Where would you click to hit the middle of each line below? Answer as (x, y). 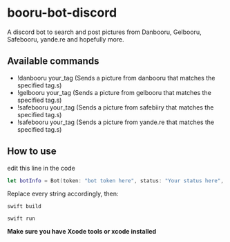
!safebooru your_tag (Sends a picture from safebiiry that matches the (115, 107)
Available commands (53, 61)
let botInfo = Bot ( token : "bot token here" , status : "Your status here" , (116, 181)
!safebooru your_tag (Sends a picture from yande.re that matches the (116, 122)
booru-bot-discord (62, 13)
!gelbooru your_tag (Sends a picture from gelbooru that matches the (114, 92)
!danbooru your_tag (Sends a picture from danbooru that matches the (116, 78)
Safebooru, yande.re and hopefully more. (66, 39)
